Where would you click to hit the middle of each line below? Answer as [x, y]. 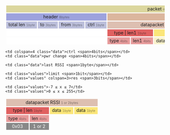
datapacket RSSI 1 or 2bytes [52, 102]
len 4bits [39, 118]
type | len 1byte [28, 110]
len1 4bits [142, 40]
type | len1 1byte [130, 33]
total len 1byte [22, 25]
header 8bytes [56, 17]
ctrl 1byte [96, 25]
